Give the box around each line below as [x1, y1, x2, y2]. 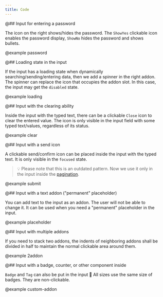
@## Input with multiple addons [5, 228, 69, 234]
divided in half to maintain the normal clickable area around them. [5, 243, 137, 249]
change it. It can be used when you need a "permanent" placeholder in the [5, 204, 155, 210]
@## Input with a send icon [5, 142, 60, 148]
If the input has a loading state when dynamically [5, 69, 104, 74]
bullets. [5, 40, 20, 46]
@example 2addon [5, 253, 43, 259]
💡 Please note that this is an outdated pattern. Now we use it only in [17, 166, 153, 171]
